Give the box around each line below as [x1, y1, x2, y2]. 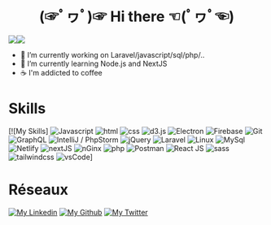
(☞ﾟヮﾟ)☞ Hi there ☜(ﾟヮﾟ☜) [39, 7, 234, 26]
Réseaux [8, 180, 69, 199]
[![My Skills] [8, 126, 49, 136]
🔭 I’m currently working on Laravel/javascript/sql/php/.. [20, 50, 205, 59]
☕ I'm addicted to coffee [20, 67, 103, 77]
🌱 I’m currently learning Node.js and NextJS [20, 58, 168, 68]
